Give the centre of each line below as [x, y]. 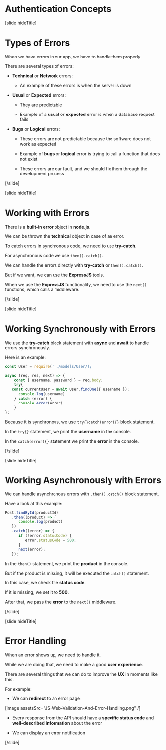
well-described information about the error [57, 723]
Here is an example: [26, 357]
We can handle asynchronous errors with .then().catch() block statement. [82, 494]
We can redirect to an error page [46, 699]
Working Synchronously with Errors [81, 329]
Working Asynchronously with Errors [83, 480]
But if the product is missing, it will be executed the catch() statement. [77, 573]
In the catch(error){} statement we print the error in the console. [72, 441]
